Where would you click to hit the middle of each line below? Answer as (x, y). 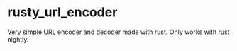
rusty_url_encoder (62, 12)
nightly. (18, 39)
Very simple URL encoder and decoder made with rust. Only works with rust (118, 32)
